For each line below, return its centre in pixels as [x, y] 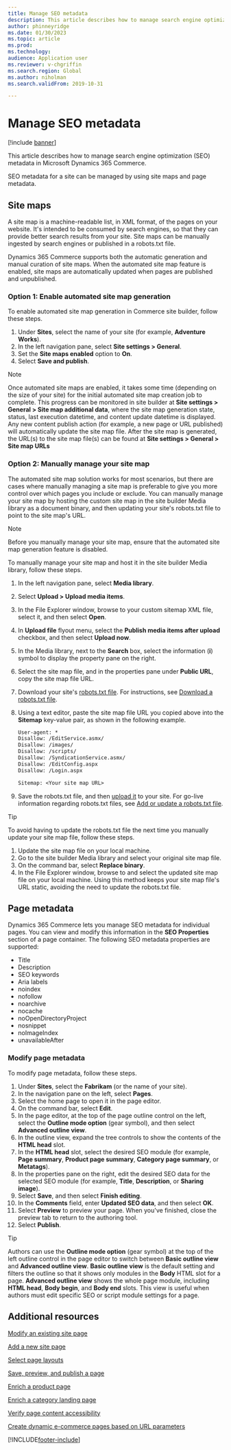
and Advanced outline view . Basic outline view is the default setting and [111, 1265]
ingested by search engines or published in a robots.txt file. [92, 243]
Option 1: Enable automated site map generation [89, 296]
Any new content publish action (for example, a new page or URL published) [115, 424]
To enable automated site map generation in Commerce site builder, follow [113, 311]
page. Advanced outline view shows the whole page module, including [109, 1281]
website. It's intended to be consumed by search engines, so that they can [113, 229]
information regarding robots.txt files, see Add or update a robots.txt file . [120, 803]
